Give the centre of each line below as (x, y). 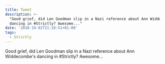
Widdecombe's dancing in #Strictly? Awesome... (54, 56)
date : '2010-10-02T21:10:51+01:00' (41, 28)
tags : (11, 32)
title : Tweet (18, 10)
